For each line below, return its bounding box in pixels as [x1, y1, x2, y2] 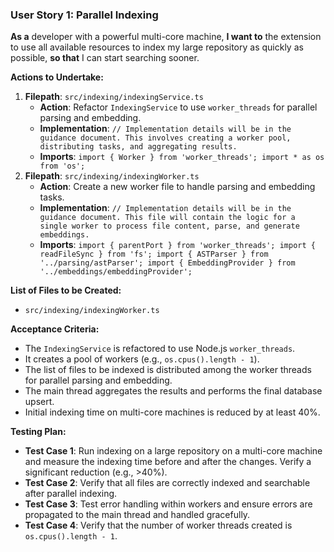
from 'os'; [39, 161, 86, 172]
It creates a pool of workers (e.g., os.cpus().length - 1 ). [24, 353, 260, 365]
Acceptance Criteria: [10, 323, 100, 335]
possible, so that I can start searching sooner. [10, 52, 200, 64]
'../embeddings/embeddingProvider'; [39, 267, 193, 277]
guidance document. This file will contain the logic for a [39, 213, 296, 223]
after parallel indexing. [24, 488, 118, 500]
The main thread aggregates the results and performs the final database [24, 385, 323, 397]
